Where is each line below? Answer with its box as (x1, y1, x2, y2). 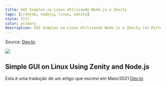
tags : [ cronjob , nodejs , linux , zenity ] (5, 12, 90, 17)
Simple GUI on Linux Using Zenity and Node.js (5, 62, 150, 71)
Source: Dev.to (5, 39, 36, 45)
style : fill (5, 16, 30, 21)
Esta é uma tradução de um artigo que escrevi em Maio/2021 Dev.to (5, 75, 143, 81)
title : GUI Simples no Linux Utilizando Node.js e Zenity (5, 7, 127, 12)
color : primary (5, 21, 37, 26)
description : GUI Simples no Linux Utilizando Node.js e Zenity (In (5, 26, 149, 30)
